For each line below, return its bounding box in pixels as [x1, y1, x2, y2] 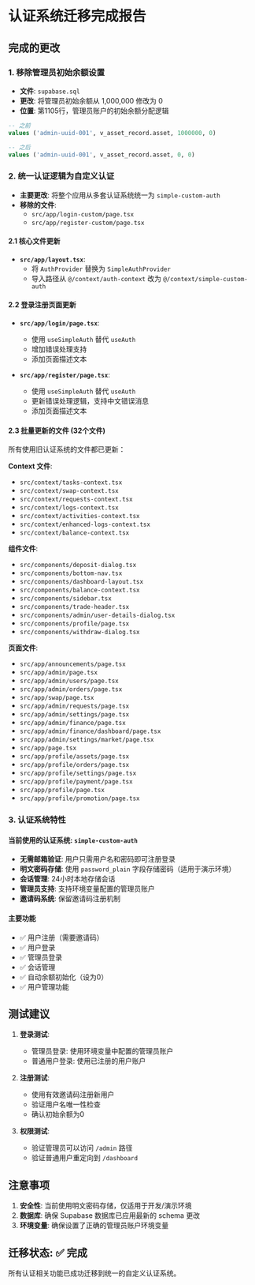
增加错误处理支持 [31, 344, 87, 354]
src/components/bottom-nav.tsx [19, 569, 123, 577]
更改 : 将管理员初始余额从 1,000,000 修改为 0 [19, 96, 164, 105]
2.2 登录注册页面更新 [8, 300, 76, 310]
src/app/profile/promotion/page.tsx [19, 795, 140, 802]
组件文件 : [8, 544, 39, 554]
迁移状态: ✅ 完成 [8, 1246, 88, 1260]
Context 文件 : [8, 461, 53, 471]
